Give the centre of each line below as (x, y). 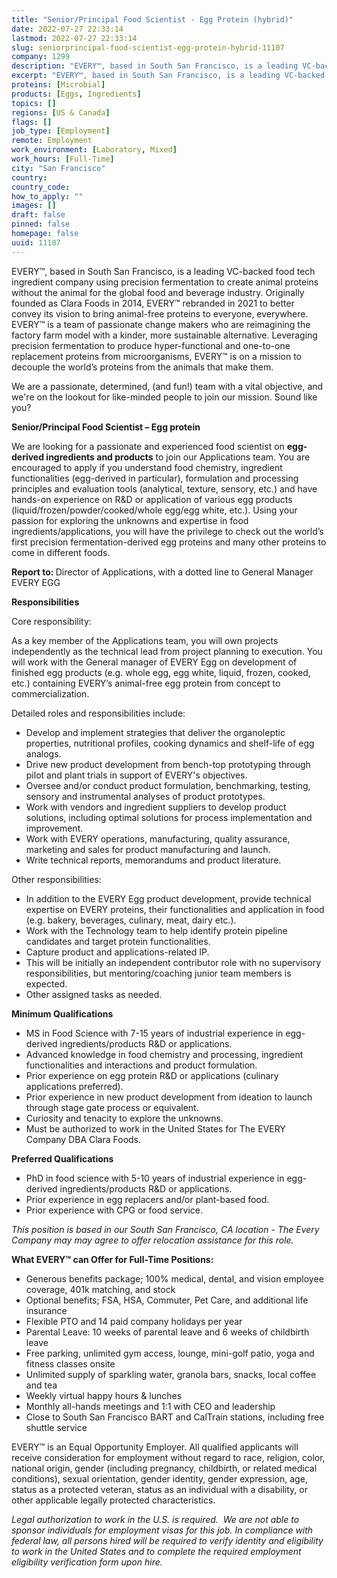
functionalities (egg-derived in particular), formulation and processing (155, 478)
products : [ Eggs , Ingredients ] (76, 94)
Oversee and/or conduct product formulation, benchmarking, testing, (168, 785)
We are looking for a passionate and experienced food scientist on (148, 446)
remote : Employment (52, 141)
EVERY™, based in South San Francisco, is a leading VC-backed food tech (163, 271)
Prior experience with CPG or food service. (114, 1210)
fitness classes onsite (70, 1363)
